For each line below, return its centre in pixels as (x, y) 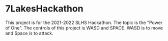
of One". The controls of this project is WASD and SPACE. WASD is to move (84, 27)
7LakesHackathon (44, 9)
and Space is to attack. (29, 33)
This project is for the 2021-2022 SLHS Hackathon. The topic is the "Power (84, 22)
